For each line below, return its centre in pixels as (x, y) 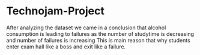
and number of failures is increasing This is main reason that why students (98, 40)
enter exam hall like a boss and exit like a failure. (66, 47)
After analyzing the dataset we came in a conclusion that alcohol (86, 27)
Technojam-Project (56, 11)
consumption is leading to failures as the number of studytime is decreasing (100, 33)
